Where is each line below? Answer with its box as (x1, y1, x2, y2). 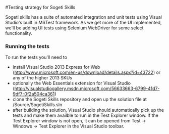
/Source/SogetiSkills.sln (12, 102, 63, 108)
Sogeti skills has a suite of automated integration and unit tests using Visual (5, 14, 162, 20)
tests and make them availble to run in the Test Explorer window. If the (12, 112, 159, 118)
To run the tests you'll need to (5, 54, 67, 60)
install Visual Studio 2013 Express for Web (12, 64, 100, 70)
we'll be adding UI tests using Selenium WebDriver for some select (5, 25, 144, 31)
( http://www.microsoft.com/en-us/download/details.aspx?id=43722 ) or (12, 69, 161, 75)
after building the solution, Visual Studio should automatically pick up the (12, 107, 164, 113)
